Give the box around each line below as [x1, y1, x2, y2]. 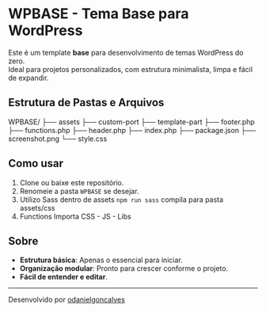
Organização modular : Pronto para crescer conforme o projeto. [19, 264, 228, 273]
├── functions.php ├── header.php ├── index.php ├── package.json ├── [8, 125, 256, 135]
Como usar [8, 157, 64, 170]
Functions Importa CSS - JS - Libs [19, 211, 132, 221]
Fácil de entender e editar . [19, 272, 108, 282]
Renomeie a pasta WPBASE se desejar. [19, 186, 139, 196]
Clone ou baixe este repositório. [19, 177, 124, 187]
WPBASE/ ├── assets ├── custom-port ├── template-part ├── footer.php [8, 116, 255, 127]
